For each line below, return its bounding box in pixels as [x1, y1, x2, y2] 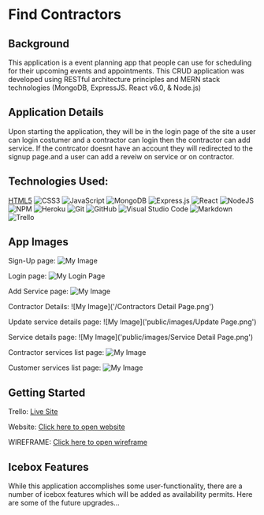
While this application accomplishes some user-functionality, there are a [8, 481, 243, 491]
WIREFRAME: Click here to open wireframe [8, 438, 148, 447]
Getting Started [8, 386, 86, 399]
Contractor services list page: [8, 348, 105, 357]
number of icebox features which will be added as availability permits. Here [8, 490, 253, 499]
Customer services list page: [8, 363, 102, 372]
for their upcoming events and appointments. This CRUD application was [8, 66, 244, 76]
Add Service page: [8, 286, 69, 297]
